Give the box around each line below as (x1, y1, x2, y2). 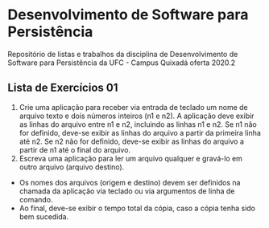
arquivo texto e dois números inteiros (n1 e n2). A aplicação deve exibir (19, 111, 255, 120)
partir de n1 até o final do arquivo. (19, 145, 130, 154)
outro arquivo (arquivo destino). (19, 162, 125, 172)
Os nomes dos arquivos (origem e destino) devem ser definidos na (19, 177, 241, 187)
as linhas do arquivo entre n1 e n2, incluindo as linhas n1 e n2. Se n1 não (19, 119, 257, 129)
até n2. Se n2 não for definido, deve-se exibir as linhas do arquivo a (19, 136, 245, 146)
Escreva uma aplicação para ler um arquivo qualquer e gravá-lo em (19, 153, 243, 163)
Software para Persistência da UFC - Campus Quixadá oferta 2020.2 (7, 58, 236, 67)
